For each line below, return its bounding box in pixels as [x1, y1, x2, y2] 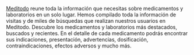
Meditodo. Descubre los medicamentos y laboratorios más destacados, [6, 23, 178, 30]
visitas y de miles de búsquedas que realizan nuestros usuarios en [6, 18, 166, 24]
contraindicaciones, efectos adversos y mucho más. [6, 42, 132, 49]
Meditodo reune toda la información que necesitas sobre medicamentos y [6, 5, 184, 12]
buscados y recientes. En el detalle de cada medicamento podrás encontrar [6, 30, 188, 37]
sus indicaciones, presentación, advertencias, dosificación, [6, 36, 149, 43]
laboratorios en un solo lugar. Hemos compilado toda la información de [6, 11, 177, 18]
